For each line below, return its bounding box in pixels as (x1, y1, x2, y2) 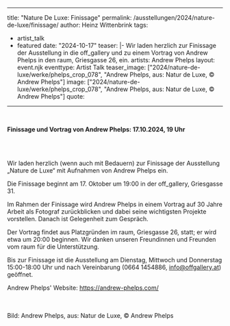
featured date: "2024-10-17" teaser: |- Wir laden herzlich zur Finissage (16, 42, 217, 49)
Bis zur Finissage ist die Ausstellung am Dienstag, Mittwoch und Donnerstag (7, 256, 222, 264)
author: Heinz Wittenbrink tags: (60, 21, 149, 29)
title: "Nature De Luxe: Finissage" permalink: (7, 14, 132, 21)
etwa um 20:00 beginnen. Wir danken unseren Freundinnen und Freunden (7, 236, 216, 243)
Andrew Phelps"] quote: (16, 92, 85, 100)
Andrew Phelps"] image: (16, 78, 86, 86)
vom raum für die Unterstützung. (7, 242, 99, 251)
